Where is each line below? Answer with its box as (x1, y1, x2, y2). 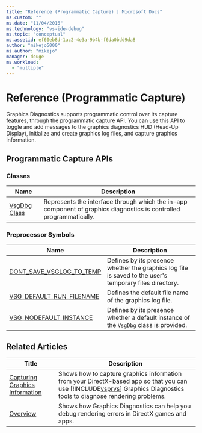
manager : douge (6, 54, 44, 60)
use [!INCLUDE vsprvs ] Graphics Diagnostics (58, 385, 185, 393)
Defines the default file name (107, 288, 189, 297)
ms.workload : (6, 59, 39, 65)
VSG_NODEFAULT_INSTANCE (9, 314, 93, 322)
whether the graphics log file (107, 264, 188, 272)
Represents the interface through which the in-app (43, 198, 188, 205)
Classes (6, 172, 31, 180)
